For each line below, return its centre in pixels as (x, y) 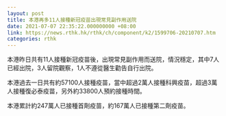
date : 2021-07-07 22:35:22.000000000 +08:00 (72, 26)
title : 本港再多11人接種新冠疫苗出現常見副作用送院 (72, 20)
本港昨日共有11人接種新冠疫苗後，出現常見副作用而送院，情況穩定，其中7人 (113, 60)
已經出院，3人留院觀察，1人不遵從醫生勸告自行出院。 (82, 68)
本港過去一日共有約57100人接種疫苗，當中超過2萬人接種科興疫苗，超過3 (109, 82)
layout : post (26, 13)
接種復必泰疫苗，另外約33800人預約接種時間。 (79, 91)
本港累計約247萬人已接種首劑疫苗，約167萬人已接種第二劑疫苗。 (98, 106)
